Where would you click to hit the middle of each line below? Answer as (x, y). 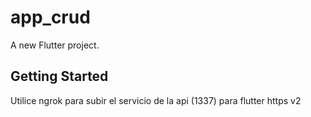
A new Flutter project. (55, 45)
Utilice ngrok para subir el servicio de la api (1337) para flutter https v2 (156, 100)
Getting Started (59, 76)
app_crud (50, 17)
